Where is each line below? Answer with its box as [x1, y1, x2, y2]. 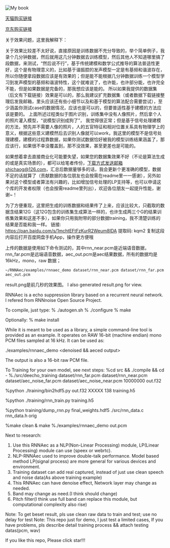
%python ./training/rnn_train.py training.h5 [5, 397, 94, 403]
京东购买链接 [5, 26, 32, 32]
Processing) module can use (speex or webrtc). [12, 448, 112, 454]
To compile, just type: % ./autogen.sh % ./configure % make [5, 307, 132, 313]
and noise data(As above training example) [12, 474, 102, 481]
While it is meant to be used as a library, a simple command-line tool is [5, 327, 153, 332]
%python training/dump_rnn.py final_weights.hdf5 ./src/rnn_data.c [5, 407, 144, 413]
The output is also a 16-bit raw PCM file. [5, 357, 89, 363]
